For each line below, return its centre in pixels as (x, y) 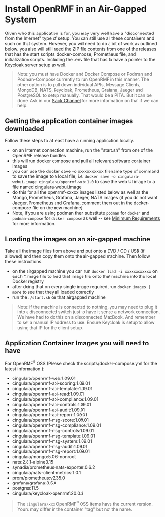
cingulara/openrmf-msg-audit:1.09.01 (50, 447)
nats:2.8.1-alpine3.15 (33, 462)
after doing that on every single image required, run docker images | (81, 286)
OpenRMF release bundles (39, 155)
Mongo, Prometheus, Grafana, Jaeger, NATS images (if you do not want (85, 197)
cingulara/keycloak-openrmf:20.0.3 (48, 493)
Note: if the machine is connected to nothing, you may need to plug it (87, 307)
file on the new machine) (57, 207)
